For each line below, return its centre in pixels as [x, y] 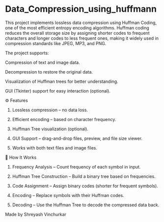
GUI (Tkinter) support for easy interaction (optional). [58, 91]
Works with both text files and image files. [55, 148]
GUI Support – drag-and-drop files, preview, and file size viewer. [77, 138]
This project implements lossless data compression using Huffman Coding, [81, 23]
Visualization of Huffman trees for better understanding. [62, 81]
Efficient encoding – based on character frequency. [64, 119]
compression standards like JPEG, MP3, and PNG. [56, 43]
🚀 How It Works [21, 157]
